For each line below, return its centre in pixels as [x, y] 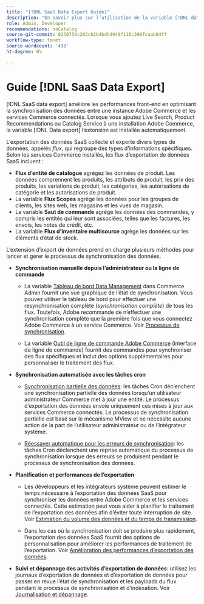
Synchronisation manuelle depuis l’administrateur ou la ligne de [97, 268]
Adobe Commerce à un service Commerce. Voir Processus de [102, 325]
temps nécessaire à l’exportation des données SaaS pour [95, 493]
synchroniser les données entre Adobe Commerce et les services [106, 499]
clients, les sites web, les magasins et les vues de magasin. [89, 205]
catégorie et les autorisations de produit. [66, 192]
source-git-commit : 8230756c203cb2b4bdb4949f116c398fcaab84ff [87, 35]
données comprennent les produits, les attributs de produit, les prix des [104, 179]
